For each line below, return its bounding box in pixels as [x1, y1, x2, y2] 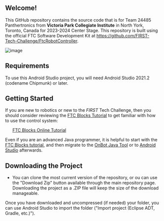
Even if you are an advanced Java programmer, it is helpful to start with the [5, 137, 158, 143]
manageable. [12, 190, 39, 196]
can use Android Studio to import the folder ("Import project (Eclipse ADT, [5, 205, 155, 211]
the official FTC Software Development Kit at [5, 32, 96, 38]
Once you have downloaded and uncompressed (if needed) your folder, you [5, 200, 159, 206]
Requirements [5, 62, 49, 70]
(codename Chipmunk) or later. [5, 80, 68, 86]
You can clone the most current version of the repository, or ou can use [12, 175, 158, 181]
